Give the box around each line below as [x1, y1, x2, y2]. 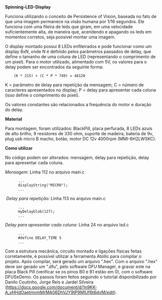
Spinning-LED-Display [5, 4, 51, 10]
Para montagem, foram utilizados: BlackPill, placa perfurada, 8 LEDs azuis [5, 126, 152, 131]
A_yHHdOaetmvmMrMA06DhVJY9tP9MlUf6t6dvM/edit [5, 289, 115, 295]
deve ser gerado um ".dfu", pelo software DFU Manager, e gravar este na [5, 264, 151, 269]
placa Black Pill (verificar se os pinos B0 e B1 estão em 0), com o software [5, 269, 153, 274]
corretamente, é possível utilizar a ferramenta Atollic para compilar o [5, 253, 142, 259]
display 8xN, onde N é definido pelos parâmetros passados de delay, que [5, 48, 151, 54]
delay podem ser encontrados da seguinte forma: [5, 64, 104, 70]
